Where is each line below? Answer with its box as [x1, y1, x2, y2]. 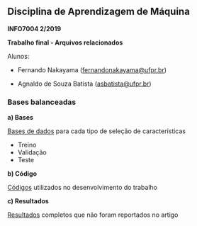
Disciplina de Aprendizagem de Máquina [7, 6, 190, 18]
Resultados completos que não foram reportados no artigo [7, 210, 179, 219]
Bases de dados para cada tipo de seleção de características [7, 127, 186, 135]
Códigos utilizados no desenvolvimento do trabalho [7, 183, 158, 192]
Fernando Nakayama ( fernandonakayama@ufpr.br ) [17, 65, 167, 74]
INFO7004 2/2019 [7, 24, 62, 33]
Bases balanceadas [7, 97, 77, 107]
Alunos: [7, 52, 30, 60]
